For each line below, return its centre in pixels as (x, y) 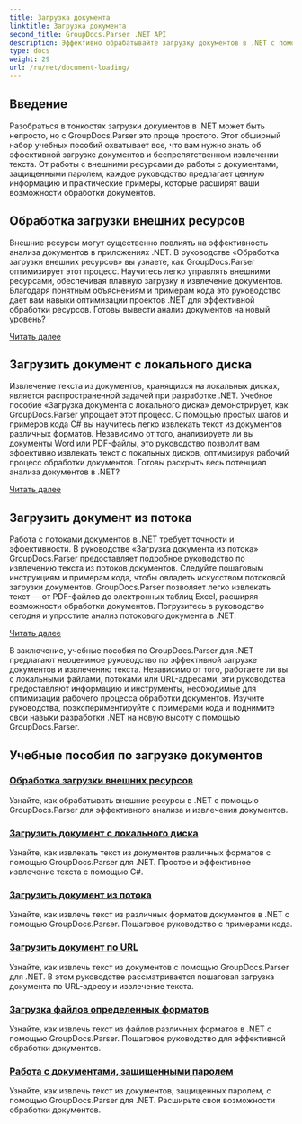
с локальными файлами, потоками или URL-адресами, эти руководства (147, 679)
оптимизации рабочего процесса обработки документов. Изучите (137, 698)
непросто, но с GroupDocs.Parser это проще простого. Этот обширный (145, 135)
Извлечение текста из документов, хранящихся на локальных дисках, (145, 386)
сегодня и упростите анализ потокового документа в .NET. (123, 615)
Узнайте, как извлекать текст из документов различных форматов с (140, 853)
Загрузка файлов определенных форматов (109, 1009)
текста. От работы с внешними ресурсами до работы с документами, (144, 164)
